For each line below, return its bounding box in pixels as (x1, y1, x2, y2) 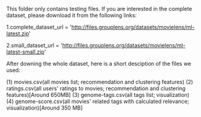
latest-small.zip (6, 48, 44, 55)
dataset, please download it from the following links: (6, 12, 137, 19)
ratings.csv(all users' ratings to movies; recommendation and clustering (6, 85, 186, 92)
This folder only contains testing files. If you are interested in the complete (6, 5, 192, 12)
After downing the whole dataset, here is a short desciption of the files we (6, 60, 191, 67)
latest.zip (6, 30, 29, 37)
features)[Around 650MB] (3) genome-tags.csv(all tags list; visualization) (6, 91, 190, 98)
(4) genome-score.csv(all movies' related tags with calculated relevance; (6, 97, 189, 105)
